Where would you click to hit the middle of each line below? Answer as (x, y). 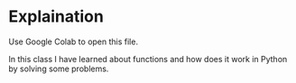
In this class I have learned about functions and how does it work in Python (148, 59)
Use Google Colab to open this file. (74, 41)
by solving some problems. (59, 69)
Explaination (56, 17)
